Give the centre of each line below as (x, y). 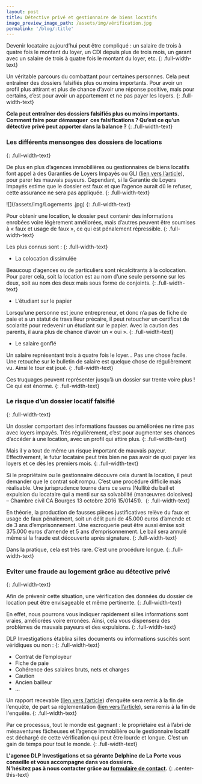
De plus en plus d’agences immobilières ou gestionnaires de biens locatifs (98, 167)
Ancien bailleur (33, 682)
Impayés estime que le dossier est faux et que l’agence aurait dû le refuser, (99, 186)
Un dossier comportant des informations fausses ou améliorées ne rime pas (100, 426)
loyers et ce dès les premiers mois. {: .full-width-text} (72, 463)
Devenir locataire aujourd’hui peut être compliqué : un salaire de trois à (94, 46)
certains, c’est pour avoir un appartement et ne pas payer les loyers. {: (93, 96)
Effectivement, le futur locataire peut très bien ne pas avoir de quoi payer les (101, 457)
